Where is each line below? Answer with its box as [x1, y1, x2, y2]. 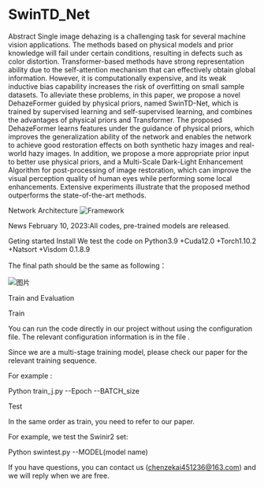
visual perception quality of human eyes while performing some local [8, 173, 232, 183]
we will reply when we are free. [8, 471, 110, 480]
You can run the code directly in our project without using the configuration [8, 323, 253, 333]
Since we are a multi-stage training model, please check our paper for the [8, 347, 248, 357]
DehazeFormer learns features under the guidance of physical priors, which [8, 124, 255, 133]
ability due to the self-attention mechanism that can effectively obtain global [8, 65, 256, 74]
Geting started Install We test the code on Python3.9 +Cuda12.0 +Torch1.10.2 [8, 236, 257, 246]
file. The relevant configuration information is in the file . [8, 332, 191, 342]
